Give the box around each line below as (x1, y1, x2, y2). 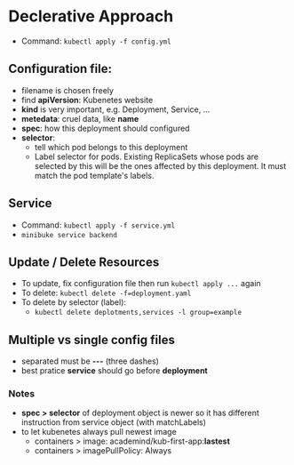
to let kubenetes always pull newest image (20, 427, 177, 437)
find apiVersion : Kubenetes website (20, 94, 154, 105)
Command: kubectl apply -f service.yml (20, 220, 176, 230)
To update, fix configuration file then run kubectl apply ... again (20, 278, 261, 289)
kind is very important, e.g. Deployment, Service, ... (20, 104, 211, 115)
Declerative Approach (8, 6, 174, 27)
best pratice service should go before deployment (20, 365, 208, 376)
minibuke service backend (20, 230, 117, 239)
